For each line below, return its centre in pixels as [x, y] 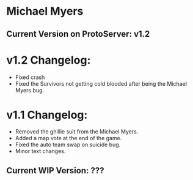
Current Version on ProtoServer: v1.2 [78, 34]
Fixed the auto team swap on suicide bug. [68, 144]
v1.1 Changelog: [47, 115]
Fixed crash [30, 77]
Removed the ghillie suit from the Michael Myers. [77, 132]
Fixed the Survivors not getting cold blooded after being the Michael [101, 83]
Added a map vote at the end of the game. [68, 138]
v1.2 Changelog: [49, 60]
